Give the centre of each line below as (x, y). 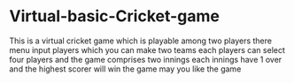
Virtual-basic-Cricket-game (114, 16)
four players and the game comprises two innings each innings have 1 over (146, 59)
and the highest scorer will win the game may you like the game (125, 69)
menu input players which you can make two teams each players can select (147, 49)
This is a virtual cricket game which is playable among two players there (141, 41)
